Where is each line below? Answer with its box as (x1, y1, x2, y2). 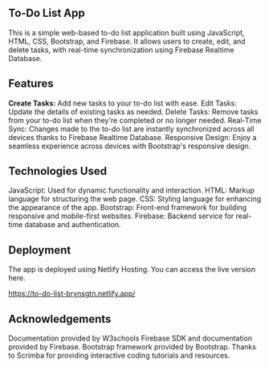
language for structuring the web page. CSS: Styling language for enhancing (8, 194, 262, 204)
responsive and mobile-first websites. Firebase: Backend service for (8, 211, 234, 221)
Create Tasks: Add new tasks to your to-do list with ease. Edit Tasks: (8, 98, 237, 108)
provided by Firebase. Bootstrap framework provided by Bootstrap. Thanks (8, 342, 257, 352)
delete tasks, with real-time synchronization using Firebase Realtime (8, 44, 234, 55)
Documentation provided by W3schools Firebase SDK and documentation (8, 333, 253, 343)
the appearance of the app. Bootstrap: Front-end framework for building (8, 203, 247, 213)
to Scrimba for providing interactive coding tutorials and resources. (8, 350, 230, 361)
